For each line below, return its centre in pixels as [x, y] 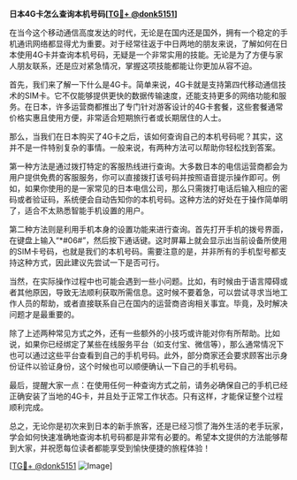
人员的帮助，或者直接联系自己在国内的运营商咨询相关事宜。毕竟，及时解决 [152, 303]
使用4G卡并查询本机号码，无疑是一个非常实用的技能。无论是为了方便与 [146, 55]
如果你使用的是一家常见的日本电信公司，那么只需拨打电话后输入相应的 [152, 188]
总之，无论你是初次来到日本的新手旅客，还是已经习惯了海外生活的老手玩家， [148, 426]
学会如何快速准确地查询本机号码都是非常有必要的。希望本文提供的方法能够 [145, 437]
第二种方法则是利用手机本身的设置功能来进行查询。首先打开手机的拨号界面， [148, 229]
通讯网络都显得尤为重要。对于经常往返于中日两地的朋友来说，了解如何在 [148, 44]
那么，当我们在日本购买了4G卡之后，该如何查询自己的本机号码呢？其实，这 [146, 137]
